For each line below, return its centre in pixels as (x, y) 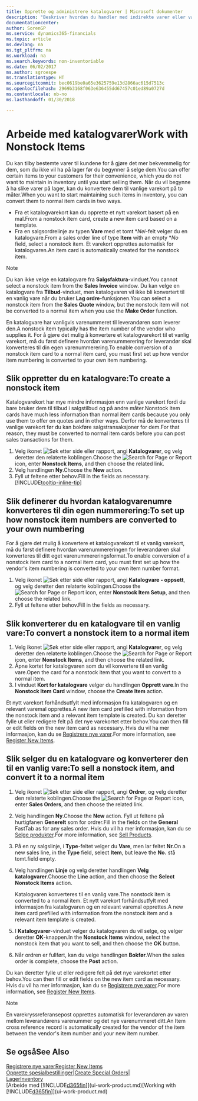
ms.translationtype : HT (35, 78)
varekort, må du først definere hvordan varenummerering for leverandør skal (99, 341)
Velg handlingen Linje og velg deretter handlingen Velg (82, 870)
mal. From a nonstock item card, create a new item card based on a (96, 218)
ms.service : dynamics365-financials (51, 34)
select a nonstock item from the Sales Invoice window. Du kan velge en (93, 285)
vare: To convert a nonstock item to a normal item (98, 633)
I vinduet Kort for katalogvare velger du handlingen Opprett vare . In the (101, 685)
